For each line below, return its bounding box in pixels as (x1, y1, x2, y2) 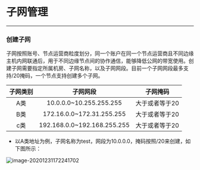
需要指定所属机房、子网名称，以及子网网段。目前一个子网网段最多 (21, 65, 183, 72)
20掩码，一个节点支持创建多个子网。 (13, 72, 104, 79)
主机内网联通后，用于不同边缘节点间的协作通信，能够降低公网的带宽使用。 (6, 57, 189, 65)
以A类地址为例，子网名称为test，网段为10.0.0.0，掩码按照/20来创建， (14, 137, 186, 145)
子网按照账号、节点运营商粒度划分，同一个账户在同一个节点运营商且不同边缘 (6, 50, 194, 57)
